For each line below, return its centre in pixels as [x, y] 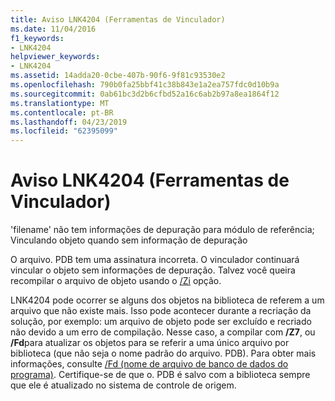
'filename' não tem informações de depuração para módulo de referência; [162, 230]
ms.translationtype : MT [60, 103]
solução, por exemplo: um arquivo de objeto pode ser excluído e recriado [161, 322]
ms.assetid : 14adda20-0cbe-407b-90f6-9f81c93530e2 [118, 76]
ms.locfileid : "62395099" [64, 131]
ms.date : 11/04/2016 [53, 29]
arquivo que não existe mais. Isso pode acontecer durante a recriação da [161, 311]
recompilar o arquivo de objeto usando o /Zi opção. [116, 281]
